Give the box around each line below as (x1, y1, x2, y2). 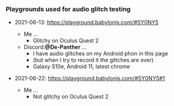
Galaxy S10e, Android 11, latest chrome (32, 63, 131, 70)
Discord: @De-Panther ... (23, 43, 87, 51)
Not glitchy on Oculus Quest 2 (32, 93, 109, 101)
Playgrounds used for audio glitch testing (5, 5, 131, 13)
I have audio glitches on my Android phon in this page (32, 50, 169, 57)
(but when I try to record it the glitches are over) (32, 57, 154, 64)
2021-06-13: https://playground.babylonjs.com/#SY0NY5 (14, 19, 159, 26)
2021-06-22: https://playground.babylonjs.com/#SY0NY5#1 (14, 75, 165, 82)
